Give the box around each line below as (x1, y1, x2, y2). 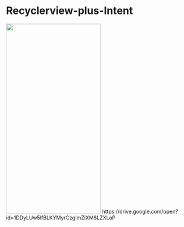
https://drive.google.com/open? (101, 208, 179, 215)
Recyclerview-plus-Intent (6, 4, 133, 18)
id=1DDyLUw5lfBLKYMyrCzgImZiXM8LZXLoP (6, 214, 116, 221)
